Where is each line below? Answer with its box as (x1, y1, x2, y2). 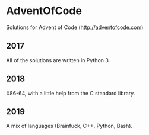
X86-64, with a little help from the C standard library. (6, 89, 135, 97)
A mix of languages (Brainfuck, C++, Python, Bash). (6, 123, 132, 130)
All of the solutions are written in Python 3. (6, 56, 110, 63)
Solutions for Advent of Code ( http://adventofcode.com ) (6, 24, 144, 31)
